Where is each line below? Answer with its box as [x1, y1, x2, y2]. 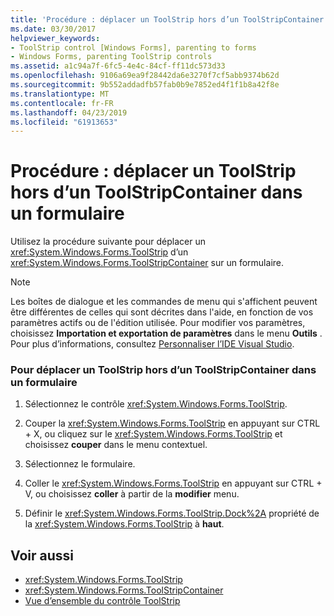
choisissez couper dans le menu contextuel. [24, 439, 208, 451]
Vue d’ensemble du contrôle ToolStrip [24, 595, 181, 607]
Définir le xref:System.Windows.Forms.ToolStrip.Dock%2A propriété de [24, 507, 320, 520]
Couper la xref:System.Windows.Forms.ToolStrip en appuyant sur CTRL [24, 417, 321, 430]
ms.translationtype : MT [10, 89, 110, 99]
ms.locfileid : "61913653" [10, 117, 118, 127]
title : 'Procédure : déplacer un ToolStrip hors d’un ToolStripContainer [10, 14, 325, 25]
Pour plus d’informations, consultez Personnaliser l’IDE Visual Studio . [10, 338, 295, 350]
